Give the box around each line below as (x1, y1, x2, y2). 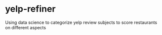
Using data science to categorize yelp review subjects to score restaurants (5, 19, 157, 25)
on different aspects (5, 24, 46, 30)
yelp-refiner (5, 3, 56, 15)
